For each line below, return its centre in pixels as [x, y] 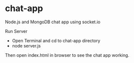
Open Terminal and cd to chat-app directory [56, 40]
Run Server [16, 31]
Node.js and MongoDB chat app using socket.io [53, 22]
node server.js [26, 46]
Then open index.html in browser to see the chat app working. [67, 55]
